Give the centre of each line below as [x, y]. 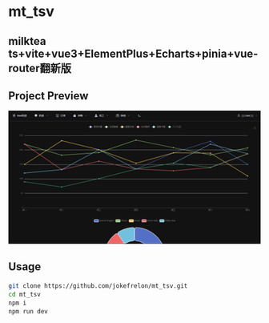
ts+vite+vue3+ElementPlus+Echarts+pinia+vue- [133, 53]
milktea [27, 41]
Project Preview [48, 96]
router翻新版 [40, 68]
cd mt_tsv [25, 294]
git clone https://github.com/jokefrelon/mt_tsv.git [98, 286]
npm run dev [28, 311]
